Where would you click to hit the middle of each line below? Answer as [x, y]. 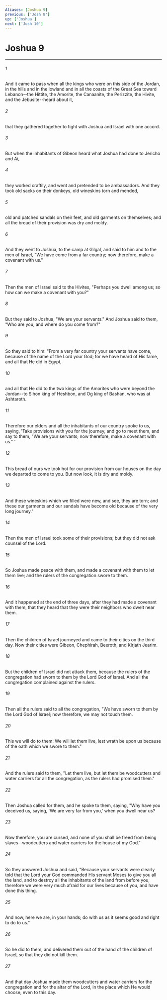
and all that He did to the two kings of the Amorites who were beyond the [80, 389]
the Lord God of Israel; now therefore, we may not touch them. [69, 714]
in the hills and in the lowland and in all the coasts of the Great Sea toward [81, 89]
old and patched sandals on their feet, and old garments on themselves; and [83, 217]
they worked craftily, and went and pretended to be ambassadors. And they [83, 185]
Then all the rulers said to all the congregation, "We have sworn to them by [82, 709]
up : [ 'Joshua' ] [21, 19]
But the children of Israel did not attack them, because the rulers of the [78, 672]
